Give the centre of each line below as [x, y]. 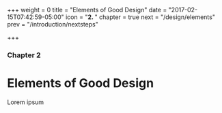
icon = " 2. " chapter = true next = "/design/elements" [140, 17]
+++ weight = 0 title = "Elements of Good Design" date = [87, 10]
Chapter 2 [24, 55]
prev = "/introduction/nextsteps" [53, 24]
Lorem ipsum [26, 102]
